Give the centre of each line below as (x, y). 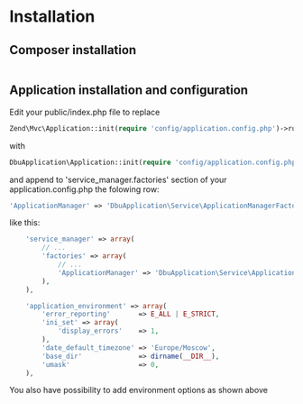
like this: (25, 223)
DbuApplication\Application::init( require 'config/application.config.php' (155, 162)
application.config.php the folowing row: (84, 189)
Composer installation (73, 50)
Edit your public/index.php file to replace (85, 112)
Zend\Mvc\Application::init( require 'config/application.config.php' (143, 128)
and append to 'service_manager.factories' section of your (118, 179)
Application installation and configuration (129, 91)
